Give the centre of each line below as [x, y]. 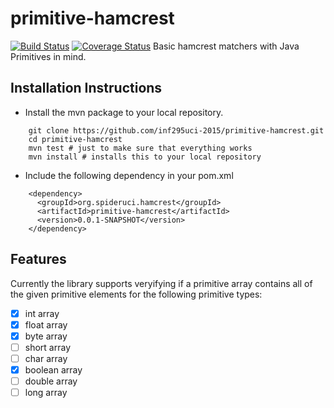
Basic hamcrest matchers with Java [226, 46]
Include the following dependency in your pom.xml [129, 175]
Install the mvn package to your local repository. [124, 112]
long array [46, 392]
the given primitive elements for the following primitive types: [136, 294]
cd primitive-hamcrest [75, 139]
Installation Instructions [86, 88]
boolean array [53, 369]
